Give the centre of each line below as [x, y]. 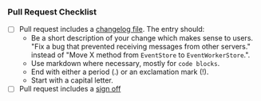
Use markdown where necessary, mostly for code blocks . [125, 64]
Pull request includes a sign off [70, 89]
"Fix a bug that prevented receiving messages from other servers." [140, 47]
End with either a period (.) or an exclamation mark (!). [120, 72]
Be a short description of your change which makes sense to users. [142, 38]
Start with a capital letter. [72, 80]
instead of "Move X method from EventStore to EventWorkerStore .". [140, 55]
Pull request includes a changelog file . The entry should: [112, 29]
